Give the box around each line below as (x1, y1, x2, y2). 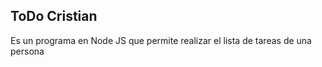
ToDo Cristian (10, 8, 98, 25)
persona (10, 45, 45, 57)
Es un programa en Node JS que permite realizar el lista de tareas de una (10, 34, 312, 46)
